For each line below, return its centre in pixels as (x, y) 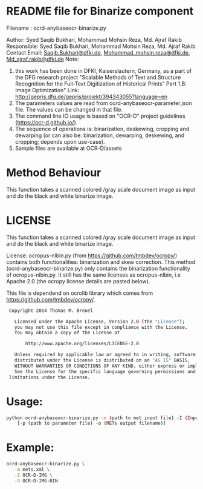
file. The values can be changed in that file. (69, 109)
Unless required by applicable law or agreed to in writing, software (105, 355)
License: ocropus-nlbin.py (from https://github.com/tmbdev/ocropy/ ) (92, 255)
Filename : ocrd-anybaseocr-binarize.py (56, 28)
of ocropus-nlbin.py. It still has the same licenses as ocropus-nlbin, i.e (94, 275)
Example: (30, 448)
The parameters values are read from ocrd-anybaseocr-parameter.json (103, 103)
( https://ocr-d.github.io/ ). (46, 122)
